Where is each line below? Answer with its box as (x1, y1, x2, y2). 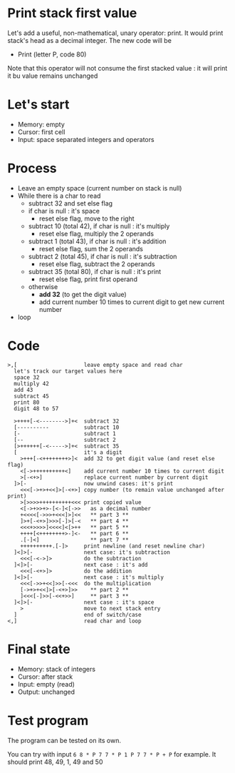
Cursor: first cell (17, 127, 66, 136)
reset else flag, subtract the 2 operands (38, 259, 155, 268)
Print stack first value (7, 5, 137, 21)
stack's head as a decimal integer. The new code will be (7, 36, 172, 44)
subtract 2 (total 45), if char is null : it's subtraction (28, 252, 177, 261)
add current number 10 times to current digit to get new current (38, 298, 225, 306)
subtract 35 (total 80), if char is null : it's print (28, 267, 162, 276)
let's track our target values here (14, 368, 122, 375)
